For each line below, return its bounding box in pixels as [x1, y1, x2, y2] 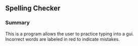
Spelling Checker [5, 4, 61, 13]
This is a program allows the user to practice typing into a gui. [5, 30, 134, 37]
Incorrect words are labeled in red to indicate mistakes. [5, 36, 120, 42]
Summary [5, 19, 30, 26]
